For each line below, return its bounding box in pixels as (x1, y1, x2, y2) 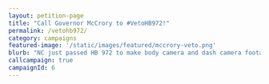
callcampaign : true (8, 57, 74, 65)
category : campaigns (8, 34, 78, 42)
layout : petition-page (8, 11, 84, 20)
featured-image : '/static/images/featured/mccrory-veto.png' (8, 42, 217, 50)
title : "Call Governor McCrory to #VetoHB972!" (8, 19, 171, 27)
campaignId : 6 (8, 64, 56, 72)
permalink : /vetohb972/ (8, 26, 88, 34)
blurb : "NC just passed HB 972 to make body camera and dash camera (8, 49, 242, 57)
